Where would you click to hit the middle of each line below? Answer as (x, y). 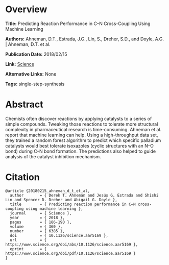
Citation (22, 177)
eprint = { (28, 249)
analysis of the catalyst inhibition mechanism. (53, 156)
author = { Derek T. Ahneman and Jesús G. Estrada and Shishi (84, 195)
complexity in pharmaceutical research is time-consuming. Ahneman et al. (83, 129)
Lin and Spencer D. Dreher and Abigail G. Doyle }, (61, 200)
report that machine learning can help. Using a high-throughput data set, (82, 135)
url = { (28, 240)
